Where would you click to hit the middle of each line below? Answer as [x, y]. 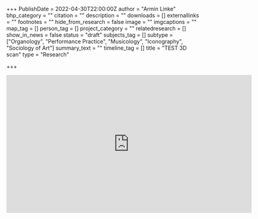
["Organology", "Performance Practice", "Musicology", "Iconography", [95, 41]
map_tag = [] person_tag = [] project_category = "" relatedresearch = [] [96, 28]
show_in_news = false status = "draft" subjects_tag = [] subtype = [90, 35]
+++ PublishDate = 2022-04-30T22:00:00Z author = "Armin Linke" [91, 9]
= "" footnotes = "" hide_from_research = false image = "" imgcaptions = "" [101, 22]
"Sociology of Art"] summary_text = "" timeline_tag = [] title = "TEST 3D [97, 48]
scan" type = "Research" [38, 54]
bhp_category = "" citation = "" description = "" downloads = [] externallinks [103, 15]
